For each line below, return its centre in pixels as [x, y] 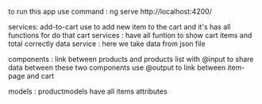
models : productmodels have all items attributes [88, 91]
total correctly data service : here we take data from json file [107, 44]
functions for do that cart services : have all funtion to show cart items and [130, 35]
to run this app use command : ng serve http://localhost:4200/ [110, 12]
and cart [40, 76]
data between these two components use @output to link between [117, 67]
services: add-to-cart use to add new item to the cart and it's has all [119, 27]
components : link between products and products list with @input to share [131, 59]
